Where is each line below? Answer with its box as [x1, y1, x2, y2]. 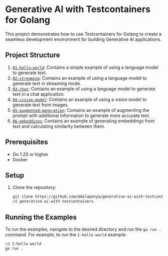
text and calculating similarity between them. [12, 123, 105, 129]
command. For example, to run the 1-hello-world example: [5, 231, 127, 237]
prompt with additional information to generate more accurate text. [12, 112, 150, 118]
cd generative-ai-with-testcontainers [12, 199, 94, 204]
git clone [12, 194, 34, 200]
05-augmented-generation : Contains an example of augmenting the [12, 107, 149, 113]
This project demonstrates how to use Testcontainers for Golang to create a [5, 31, 162, 37]
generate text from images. [12, 102, 69, 108]
